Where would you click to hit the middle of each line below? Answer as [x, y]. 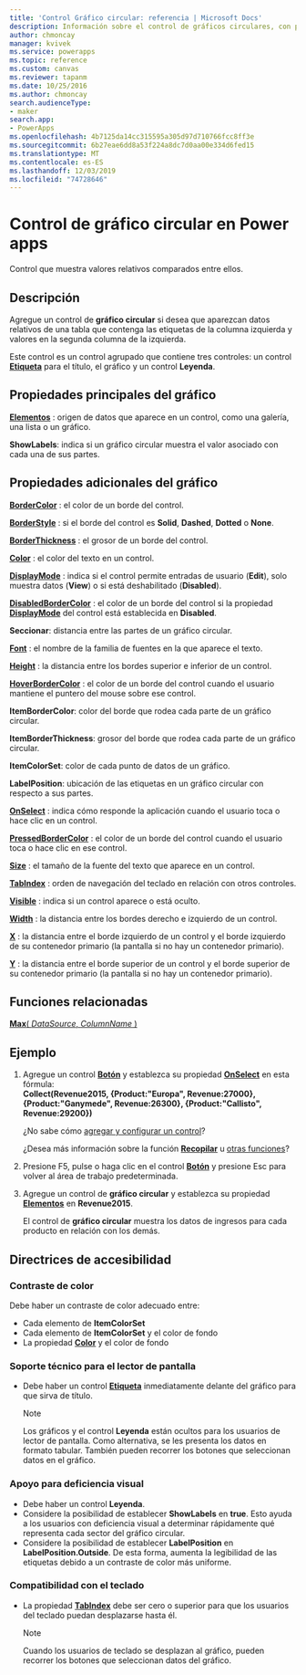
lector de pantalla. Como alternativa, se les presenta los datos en [144, 1441]
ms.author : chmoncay [49, 94]
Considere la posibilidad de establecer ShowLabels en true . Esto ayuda [158, 1513]
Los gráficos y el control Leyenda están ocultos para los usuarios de [151, 1431]
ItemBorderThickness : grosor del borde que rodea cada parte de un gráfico [153, 738]
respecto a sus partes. [51, 793]
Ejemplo [33, 1052]
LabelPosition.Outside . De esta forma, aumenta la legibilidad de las [150, 1552]
